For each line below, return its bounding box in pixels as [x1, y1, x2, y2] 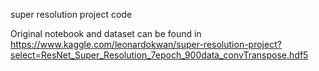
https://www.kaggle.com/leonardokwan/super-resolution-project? [10, 39, 282, 50]
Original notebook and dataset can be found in [10, 28, 202, 39]
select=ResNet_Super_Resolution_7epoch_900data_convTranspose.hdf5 [10, 49, 309, 61]
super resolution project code [10, 9, 133, 20]
